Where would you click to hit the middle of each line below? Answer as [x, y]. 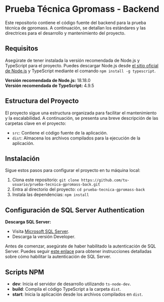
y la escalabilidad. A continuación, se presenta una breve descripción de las [82, 118]
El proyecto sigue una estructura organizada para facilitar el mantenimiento [81, 113]
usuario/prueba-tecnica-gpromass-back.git [56, 185]
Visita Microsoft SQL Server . [41, 231]
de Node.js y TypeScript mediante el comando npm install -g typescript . [80, 71]
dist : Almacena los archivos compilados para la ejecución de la [76, 138]
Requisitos [22, 48]
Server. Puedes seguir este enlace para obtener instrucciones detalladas [78, 251]
